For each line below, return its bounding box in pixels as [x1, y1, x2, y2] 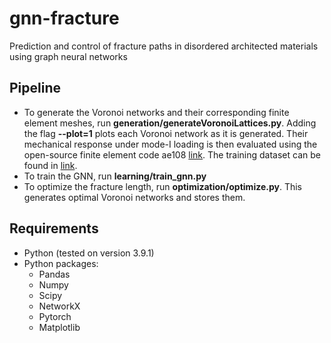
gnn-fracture [9, 7, 120, 30]
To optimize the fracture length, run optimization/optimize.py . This [23, 180, 303, 192]
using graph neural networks [9, 50, 128, 62]
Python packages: [23, 257, 99, 269]
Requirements [9, 220, 99, 237]
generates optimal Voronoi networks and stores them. [23, 191, 246, 203]
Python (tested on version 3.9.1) [23, 247, 155, 259]
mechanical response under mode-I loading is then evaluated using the [23, 138, 318, 150]
